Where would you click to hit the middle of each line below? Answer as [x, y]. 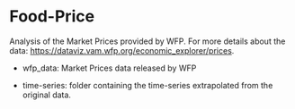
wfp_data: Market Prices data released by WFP [109, 68]
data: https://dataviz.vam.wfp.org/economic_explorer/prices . [122, 50]
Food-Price [52, 17]
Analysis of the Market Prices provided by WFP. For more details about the [147, 41]
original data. [47, 95]
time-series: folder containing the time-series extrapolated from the [147, 85]
